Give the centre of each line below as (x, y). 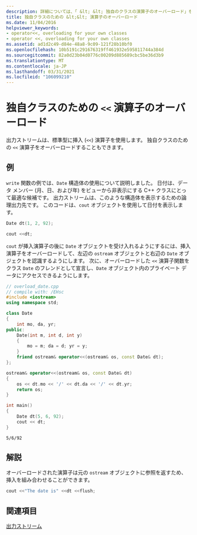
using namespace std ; (33, 303)
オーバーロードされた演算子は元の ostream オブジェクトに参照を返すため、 (96, 473)
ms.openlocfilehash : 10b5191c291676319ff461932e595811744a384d (85, 50)
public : (16, 329)
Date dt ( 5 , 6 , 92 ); (40, 416)
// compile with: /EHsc (35, 292)
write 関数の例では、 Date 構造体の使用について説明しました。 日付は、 (92, 183)
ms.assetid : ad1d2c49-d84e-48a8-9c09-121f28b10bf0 (69, 45)
